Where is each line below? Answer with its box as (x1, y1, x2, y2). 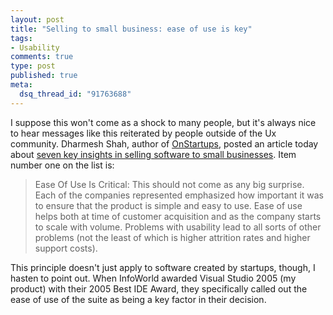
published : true (10, 71, 78, 81)
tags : (10, 33, 33, 43)
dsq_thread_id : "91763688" (19, 89, 132, 99)
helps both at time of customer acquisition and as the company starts (34, 210, 322, 222)
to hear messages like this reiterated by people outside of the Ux (10, 127, 277, 139)
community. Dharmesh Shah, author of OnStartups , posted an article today (10, 137, 319, 150)
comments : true (10, 52, 74, 62)
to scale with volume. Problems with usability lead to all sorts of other (34, 221, 322, 233)
